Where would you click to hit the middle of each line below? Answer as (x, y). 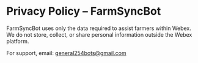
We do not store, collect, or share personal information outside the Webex (99, 34)
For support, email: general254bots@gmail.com (66, 53)
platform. (18, 41)
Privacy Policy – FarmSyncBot (84, 11)
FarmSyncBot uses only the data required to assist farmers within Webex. (99, 28)
